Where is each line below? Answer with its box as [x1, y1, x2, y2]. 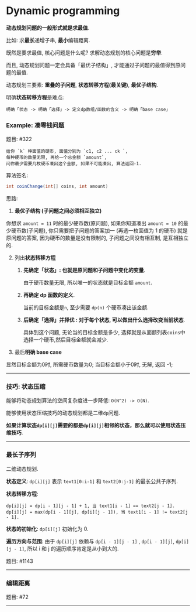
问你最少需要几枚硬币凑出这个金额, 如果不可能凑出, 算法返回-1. [6, 161, 142, 167]
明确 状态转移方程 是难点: [6, 94, 64, 101]
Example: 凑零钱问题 [6, 121, 65, 129]
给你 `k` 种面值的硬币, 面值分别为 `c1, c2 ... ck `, [6, 148, 128, 155]
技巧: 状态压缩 [6, 382, 45, 391]
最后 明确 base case [14, 348, 62, 355]
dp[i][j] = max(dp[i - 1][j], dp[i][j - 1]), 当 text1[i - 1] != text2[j [6, 509, 188, 515]
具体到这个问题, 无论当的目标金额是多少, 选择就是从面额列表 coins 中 [23, 329, 185, 336]
